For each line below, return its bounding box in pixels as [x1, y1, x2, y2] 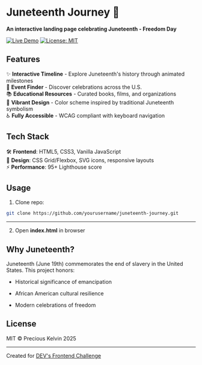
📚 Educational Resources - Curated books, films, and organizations [6, 90, 176, 97]
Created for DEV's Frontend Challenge [6, 352, 101, 359]
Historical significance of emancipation [14, 279, 112, 286]
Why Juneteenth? [6, 244, 75, 255]
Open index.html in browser [14, 227, 85, 234]
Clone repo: [14, 199, 44, 206]
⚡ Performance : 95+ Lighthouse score [6, 163, 102, 170]
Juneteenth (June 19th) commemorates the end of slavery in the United [6, 261, 183, 268]
